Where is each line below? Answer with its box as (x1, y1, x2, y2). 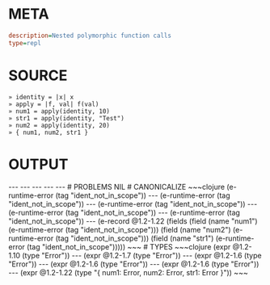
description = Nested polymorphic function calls (8, 31, 172, 40)
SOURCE (8, 66, 68, 85)
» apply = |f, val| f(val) (8, 100, 99, 108)
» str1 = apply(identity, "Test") (8, 114, 125, 122)
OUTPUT (8, 155, 69, 174)
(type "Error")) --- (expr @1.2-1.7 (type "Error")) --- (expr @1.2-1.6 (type (21, 250, 262, 260)
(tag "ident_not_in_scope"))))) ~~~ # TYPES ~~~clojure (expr (27, 241, 231, 251)
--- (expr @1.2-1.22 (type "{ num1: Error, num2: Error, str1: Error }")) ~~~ (8, 267, 248, 277)
